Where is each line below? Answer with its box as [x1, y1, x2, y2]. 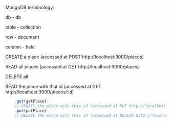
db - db [5, 14, 21, 20]
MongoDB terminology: [5, 5, 55, 10]
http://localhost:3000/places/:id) [5, 89, 74, 95]
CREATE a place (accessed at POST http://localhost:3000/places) [5, 54, 144, 60]
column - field [5, 44, 35, 50]
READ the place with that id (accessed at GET [5, 84, 101, 89]
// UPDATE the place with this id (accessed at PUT [14, 103, 127, 109]
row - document [5, 34, 39, 40]
